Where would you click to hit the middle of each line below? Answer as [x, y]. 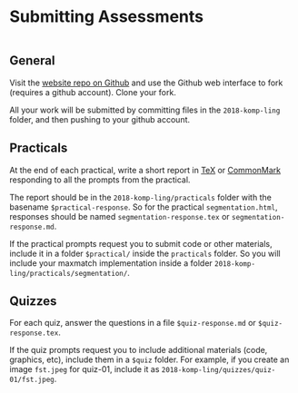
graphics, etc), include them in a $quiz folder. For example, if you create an [149, 359]
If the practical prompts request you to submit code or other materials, [141, 243]
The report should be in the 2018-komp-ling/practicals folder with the [141, 197]
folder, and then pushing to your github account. [100, 119]
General [33, 61]
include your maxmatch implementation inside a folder [111, 263]
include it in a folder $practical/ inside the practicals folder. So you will [145, 253]
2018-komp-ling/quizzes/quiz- [219, 370]
